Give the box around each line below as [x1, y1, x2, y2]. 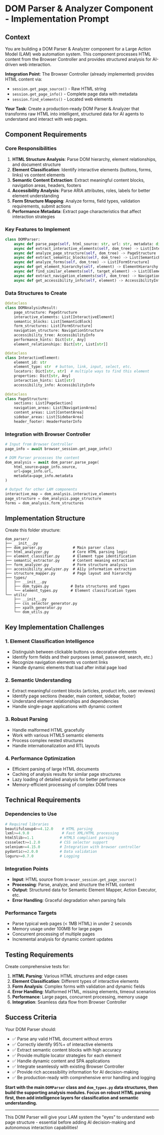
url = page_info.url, [14, 469, 54, 474]
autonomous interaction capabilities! [5, 1124, 78, 1130]
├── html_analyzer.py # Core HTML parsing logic [5, 550, 128, 554]
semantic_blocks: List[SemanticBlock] [14, 319, 93, 324]
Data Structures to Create [5, 290, 67, 296]
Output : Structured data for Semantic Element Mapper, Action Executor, [12, 887, 157, 893]
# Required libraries [5, 821, 49, 827]
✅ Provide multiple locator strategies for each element [12, 1052, 122, 1058]
